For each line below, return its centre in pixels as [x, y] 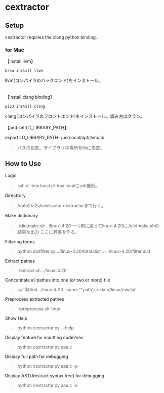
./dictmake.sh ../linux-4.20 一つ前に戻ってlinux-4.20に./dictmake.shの [88, 226]
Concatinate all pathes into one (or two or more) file [58, 280]
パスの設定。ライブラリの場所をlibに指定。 [61, 148]
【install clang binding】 [30, 97]
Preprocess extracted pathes [35, 299]
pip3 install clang [25, 107]
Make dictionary [21, 216]
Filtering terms [20, 242]
